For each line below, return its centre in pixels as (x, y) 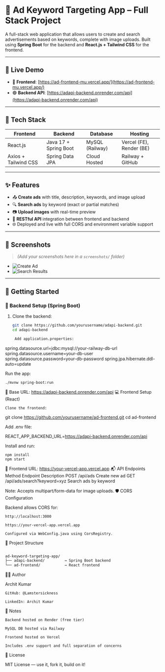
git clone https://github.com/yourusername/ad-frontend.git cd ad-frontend (81, 417)
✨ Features (22, 185)
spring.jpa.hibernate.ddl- (130, 359)
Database (101, 134)
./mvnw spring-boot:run (29, 382)
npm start (15, 459)
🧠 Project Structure (24, 543)
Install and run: (20, 446)
